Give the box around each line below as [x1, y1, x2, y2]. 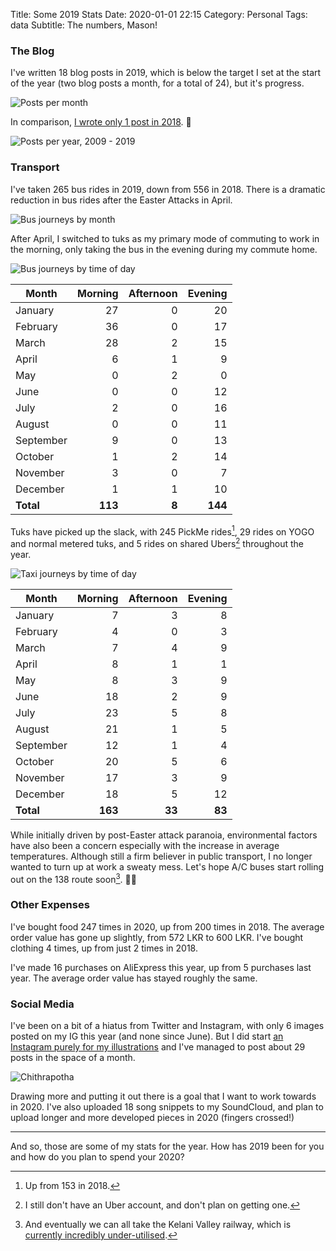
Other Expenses [10, 898, 90, 912]
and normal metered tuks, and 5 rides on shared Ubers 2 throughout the [10, 536, 304, 549]
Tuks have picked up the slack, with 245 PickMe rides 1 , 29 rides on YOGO [10, 524, 315, 538]
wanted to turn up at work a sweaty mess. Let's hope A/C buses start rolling [10, 860, 325, 873]
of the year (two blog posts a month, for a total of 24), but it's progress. [10, 77, 305, 89]
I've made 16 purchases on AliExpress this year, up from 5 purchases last [10, 961, 312, 973]
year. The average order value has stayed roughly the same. [10, 972, 258, 984]
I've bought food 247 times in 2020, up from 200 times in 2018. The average [10, 920, 325, 933]
